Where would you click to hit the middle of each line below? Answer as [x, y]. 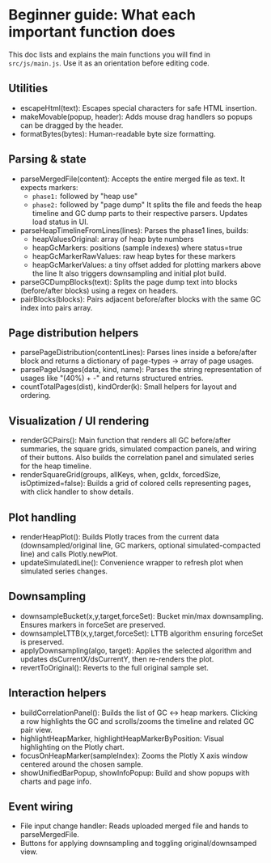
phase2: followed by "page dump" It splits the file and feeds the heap [147, 205]
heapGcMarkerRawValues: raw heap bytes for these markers [134, 256]
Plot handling [42, 517]
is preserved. [42, 641]
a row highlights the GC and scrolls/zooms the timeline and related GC [137, 721]
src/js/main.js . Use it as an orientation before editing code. [109, 63]
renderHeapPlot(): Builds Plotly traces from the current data [120, 537]
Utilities [28, 89]
